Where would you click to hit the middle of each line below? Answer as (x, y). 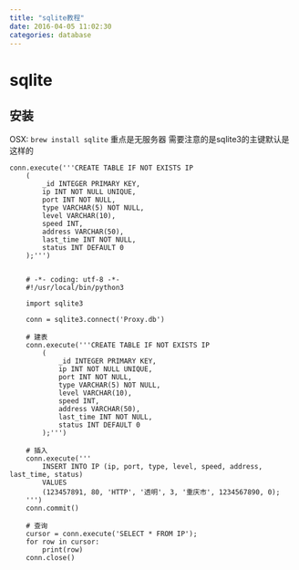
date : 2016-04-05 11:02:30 (61, 26)
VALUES (55, 483)
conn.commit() (52, 508)
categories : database (51, 35)
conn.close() (51, 558)
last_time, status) (46, 475)
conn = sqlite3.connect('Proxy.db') (96, 320)
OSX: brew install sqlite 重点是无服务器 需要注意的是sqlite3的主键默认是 (149, 140)
